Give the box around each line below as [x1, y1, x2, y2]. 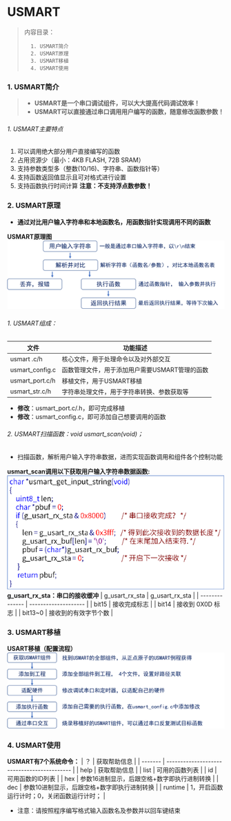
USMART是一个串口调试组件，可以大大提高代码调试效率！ [34, 99, 201, 108]
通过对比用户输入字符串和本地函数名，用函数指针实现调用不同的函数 [17, 218, 211, 226]
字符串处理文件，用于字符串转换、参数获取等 [61, 387, 189, 396]
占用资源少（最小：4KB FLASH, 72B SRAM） [17, 156, 145, 164]
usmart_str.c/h [10, 387, 52, 396]
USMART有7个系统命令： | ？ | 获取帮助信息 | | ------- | [7, 758, 165, 766]
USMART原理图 [7, 232, 52, 241]
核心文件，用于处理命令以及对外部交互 [61, 355, 171, 363]
